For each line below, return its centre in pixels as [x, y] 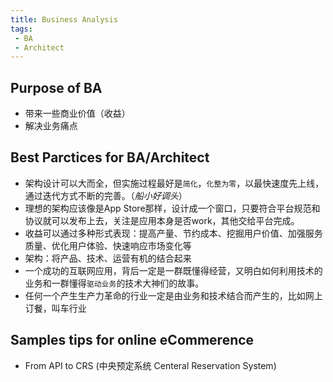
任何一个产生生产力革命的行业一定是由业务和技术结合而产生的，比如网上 [173, 295]
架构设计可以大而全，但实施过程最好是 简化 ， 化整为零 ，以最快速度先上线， [174, 183]
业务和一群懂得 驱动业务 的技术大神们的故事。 [114, 283]
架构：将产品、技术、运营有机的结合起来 [108, 258]
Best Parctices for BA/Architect [110, 157]
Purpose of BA [56, 87]
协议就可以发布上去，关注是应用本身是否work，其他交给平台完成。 [162, 220]
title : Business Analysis [64, 19]
